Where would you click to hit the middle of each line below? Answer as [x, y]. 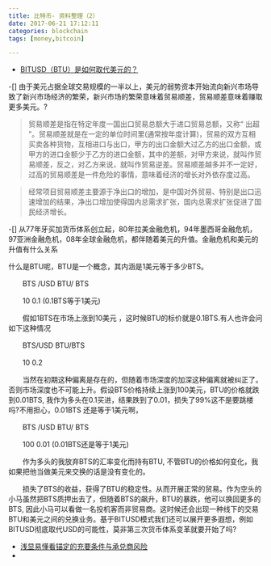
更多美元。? [28, 107]
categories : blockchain [48, 31]
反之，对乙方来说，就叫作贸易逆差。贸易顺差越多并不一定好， [159, 165]
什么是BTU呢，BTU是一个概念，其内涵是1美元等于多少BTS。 [108, 267]
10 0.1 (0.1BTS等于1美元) [61, 301]
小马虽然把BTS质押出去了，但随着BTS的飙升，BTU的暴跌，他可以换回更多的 [135, 499]
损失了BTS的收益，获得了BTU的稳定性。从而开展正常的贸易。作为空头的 [142, 489]
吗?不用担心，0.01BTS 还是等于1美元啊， [75, 410]
